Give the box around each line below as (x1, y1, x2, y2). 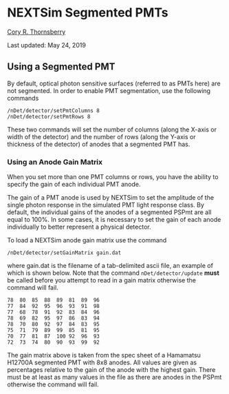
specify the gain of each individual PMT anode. (7, 180, 141, 189)
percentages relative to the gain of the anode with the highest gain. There (7, 366, 216, 374)
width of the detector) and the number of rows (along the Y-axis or (7, 132, 196, 141)
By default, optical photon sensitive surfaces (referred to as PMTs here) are (7, 79, 221, 87)
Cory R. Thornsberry (7, 28, 66, 36)
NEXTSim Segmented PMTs (7, 5, 168, 21)
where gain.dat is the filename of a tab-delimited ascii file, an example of (7, 262, 213, 270)
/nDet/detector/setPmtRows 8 (7, 113, 91, 120)
